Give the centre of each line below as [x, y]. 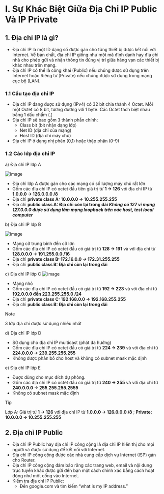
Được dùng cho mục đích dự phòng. [49, 377]
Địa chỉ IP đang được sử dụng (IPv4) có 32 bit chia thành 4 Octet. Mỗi [82, 104]
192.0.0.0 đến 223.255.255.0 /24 [47, 294]
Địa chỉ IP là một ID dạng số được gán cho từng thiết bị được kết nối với [84, 49]
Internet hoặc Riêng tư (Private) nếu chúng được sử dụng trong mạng [82, 76]
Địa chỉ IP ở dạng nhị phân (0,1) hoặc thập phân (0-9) [66, 141]
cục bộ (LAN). [26, 81]
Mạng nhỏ [23, 283]
